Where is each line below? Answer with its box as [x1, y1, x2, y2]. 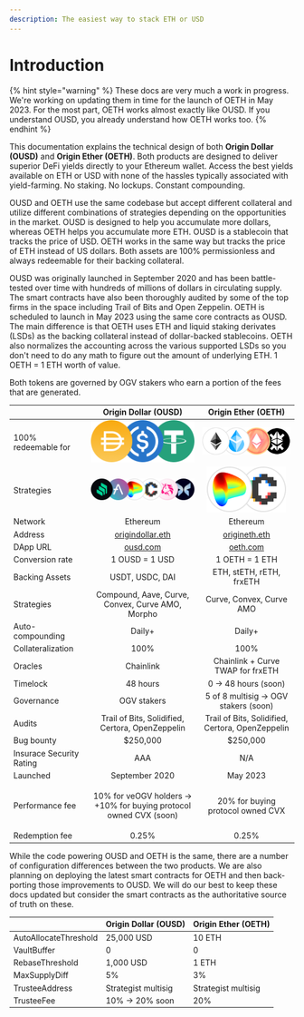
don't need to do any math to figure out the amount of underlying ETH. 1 [9, 349, 278, 360]
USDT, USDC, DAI [109, 572, 176, 582]
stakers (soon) [219, 699, 274, 711]
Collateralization [13, 643, 74, 654]
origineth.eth [223, 529, 271, 540]
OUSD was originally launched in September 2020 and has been [9, 272, 250, 283]
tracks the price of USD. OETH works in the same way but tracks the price [9, 236, 286, 247]
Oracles [13, 660, 43, 671]
